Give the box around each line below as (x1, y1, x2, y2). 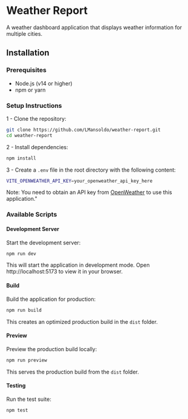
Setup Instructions (6, 101, 62, 110)
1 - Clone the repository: (6, 115, 66, 122)
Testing (6, 382, 26, 389)
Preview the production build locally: (6, 345, 97, 352)
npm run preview (6, 357, 47, 363)
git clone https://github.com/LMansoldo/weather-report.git (6, 127, 161, 133)
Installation (6, 48, 50, 58)
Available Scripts (6, 210, 57, 219)
